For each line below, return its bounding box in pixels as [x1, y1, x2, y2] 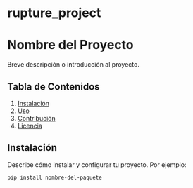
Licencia [17, 121, 42, 130]
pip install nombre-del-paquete [7, 174, 102, 181]
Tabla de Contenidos [7, 81, 100, 93]
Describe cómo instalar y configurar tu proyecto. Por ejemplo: [7, 160, 187, 169]
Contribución [17, 114, 56, 122]
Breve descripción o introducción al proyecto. [7, 60, 139, 69]
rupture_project [7, 5, 101, 21]
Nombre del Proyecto [7, 37, 134, 53]
